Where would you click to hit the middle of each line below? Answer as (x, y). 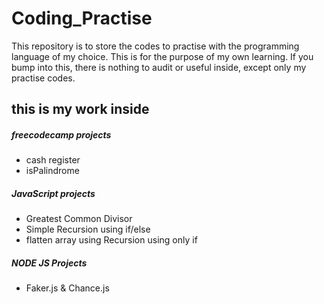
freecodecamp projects (61, 134)
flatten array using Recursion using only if (111, 240)
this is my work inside (80, 109)
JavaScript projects (53, 193)
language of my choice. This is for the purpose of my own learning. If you (162, 56)
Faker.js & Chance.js (67, 288)
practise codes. (43, 78)
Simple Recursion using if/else (88, 229)
